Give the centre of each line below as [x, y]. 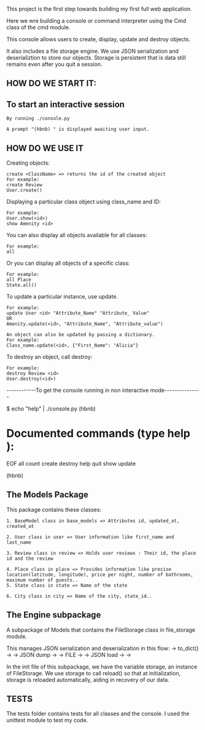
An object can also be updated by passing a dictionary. [81, 335]
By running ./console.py [38, 119]
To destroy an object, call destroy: [49, 357]
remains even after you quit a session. [54, 64]
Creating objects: [28, 163]
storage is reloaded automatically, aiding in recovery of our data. [88, 680]
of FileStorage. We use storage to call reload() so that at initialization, [94, 673]
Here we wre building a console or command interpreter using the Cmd [96, 21]
